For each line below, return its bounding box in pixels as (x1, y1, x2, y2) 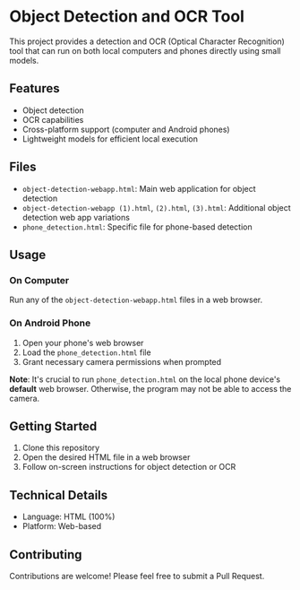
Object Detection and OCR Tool (9, 6, 244, 27)
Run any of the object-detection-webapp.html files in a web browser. (9, 294, 263, 306)
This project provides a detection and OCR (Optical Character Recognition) (9, 36, 285, 47)
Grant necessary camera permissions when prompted (21, 356, 222, 367)
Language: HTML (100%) (21, 511, 116, 522)
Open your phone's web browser (21, 337, 144, 348)
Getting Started (9, 419, 98, 434)
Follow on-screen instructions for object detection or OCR (21, 462, 236, 473)
